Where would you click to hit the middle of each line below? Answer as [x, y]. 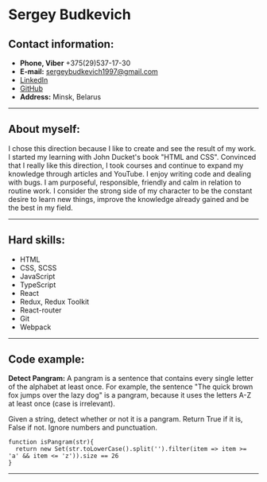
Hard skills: [37, 240]
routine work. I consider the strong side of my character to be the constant [130, 190]
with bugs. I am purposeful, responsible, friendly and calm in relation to [125, 182]
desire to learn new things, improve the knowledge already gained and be [129, 199]
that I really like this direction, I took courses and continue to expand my [126, 165]
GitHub [31, 88]
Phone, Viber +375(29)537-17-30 [75, 63]
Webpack [35, 327]
